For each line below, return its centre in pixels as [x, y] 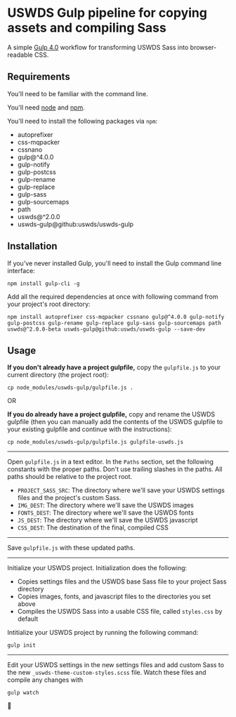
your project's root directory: [49, 304]
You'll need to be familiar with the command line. [78, 93]
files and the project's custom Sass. [69, 498]
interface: [21, 270]
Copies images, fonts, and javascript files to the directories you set [114, 597]
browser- [203, 47]
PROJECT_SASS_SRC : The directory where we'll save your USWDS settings [121, 490]
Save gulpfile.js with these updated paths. [71, 548]
